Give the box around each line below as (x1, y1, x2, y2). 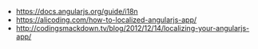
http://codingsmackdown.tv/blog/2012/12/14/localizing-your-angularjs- (15, 24, 250, 32)
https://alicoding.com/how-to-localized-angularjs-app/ (15, 15, 197, 24)
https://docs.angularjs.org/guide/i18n (15, 7, 138, 16)
